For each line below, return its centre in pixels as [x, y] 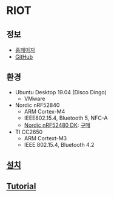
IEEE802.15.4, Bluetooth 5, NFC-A [66, 118]
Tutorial [21, 186]
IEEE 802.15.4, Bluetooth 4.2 [59, 144]
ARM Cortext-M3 [45, 138]
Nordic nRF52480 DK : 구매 [57, 125]
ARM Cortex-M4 [45, 111]
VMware [35, 98]
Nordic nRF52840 [37, 105]
